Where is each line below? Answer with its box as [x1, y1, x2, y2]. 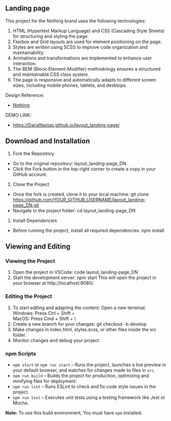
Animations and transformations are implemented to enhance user [12, 55, 152, 61]
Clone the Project [12, 181, 50, 187]
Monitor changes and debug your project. [12, 337, 101, 343]
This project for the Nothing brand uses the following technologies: [5, 17, 146, 24]
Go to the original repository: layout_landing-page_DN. [12, 160, 128, 166]
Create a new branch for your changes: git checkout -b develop [12, 320, 147, 327]
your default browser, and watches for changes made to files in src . [12, 367, 156, 373]
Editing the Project [5, 293, 53, 300]
